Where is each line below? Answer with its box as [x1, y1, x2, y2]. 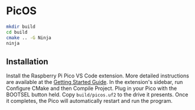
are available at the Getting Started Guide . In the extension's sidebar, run [6, 79, 183, 86]
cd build [6, 29, 28, 35]
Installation [6, 56, 48, 66]
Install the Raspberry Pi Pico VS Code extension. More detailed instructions [6, 72, 189, 79]
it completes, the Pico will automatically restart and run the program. [6, 98, 173, 105]
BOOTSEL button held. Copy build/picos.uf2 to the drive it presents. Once [6, 91, 188, 98]
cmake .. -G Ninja [6, 34, 51, 41]
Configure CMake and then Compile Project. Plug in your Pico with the [6, 85, 177, 92]
